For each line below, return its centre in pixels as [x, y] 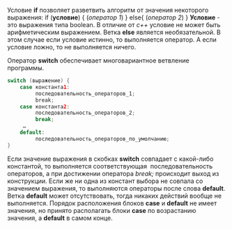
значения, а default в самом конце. [60, 218]
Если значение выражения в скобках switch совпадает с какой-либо [110, 159]
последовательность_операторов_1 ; [85, 93]
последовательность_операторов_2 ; [85, 113]
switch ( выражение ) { [39, 81]
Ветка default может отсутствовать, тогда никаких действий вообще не [114, 196]
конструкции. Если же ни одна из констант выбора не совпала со [105, 181]
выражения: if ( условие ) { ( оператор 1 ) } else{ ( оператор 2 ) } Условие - [114, 17]
